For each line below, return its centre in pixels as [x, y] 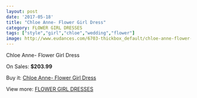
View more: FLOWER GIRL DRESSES [50, 89]
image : [14, 38]
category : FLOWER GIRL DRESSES [44, 28]
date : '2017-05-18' [30, 17]
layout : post [22, 11]
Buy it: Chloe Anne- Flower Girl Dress [51, 78]
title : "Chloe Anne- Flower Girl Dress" [56, 22]
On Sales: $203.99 [29, 66]
